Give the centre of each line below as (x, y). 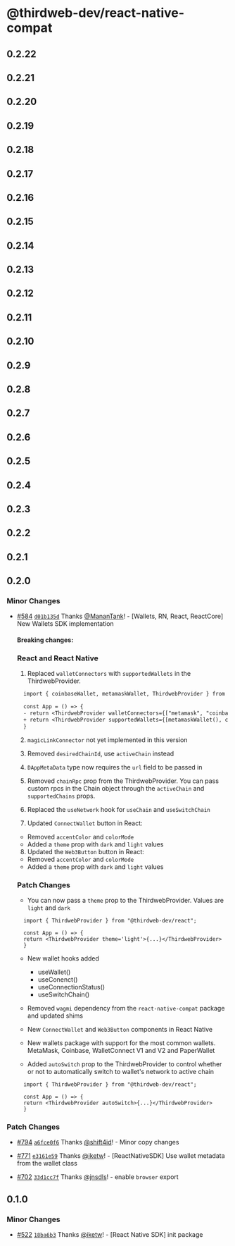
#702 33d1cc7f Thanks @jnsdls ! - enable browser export (97, 1177)
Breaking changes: (45, 640)
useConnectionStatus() (71, 987)
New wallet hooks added (63, 958)
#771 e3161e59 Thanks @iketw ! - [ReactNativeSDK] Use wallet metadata (121, 1156)
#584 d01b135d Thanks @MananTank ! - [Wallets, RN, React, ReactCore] (120, 616)
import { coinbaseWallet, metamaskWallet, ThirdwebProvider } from (125, 694)
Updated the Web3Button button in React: (86, 851)
